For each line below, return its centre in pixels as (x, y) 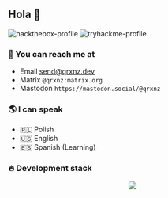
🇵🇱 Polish (37, 129)
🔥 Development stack (50, 169)
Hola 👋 (24, 15)
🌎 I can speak (35, 109)
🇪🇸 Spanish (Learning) (58, 147)
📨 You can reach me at (52, 54)
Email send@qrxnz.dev (57, 71)
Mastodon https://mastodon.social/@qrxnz (90, 89)
